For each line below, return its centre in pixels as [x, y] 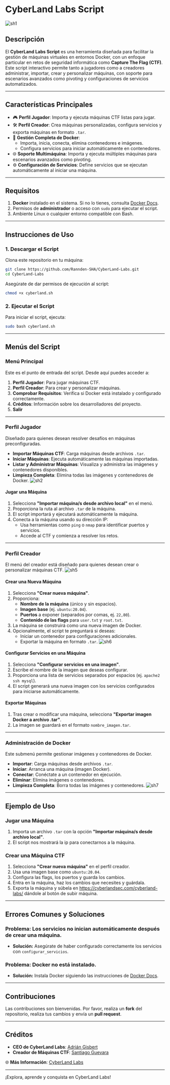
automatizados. [22, 84]
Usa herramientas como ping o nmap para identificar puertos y [84, 525]
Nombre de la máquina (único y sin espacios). [69, 604]
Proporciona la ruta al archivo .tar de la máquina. [64, 509]
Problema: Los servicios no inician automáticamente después [83, 929]
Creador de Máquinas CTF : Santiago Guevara [60, 1052]
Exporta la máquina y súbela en [45, 888]
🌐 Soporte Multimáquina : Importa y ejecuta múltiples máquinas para [84, 154]
